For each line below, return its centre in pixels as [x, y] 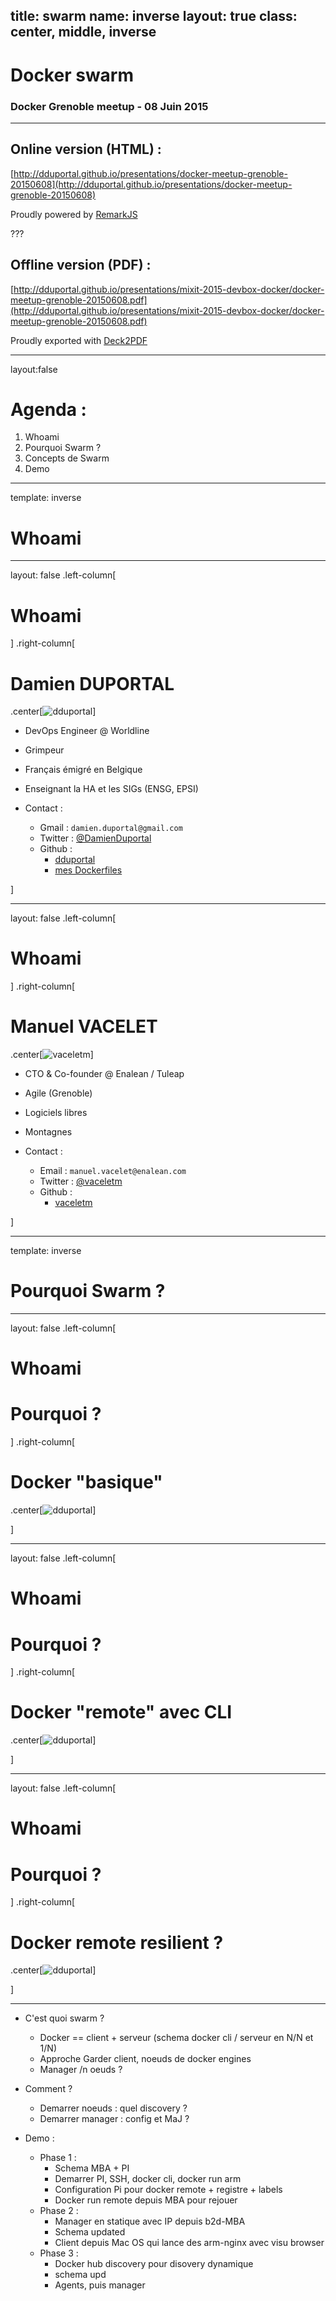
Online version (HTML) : [86, 149]
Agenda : [48, 409]
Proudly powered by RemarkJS [74, 214]
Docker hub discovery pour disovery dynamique [154, 2264]
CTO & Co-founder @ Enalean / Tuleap [104, 1074]
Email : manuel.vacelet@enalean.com [113, 1171]
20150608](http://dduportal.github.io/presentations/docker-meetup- [151, 184]
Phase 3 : [59, 2253]
